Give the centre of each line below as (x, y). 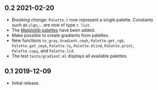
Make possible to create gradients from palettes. (60, 35)
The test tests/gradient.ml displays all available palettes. (69, 56)
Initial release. (26, 83)
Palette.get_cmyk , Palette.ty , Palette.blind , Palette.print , (73, 45)
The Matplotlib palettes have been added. (53, 30)
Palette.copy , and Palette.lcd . (43, 51)
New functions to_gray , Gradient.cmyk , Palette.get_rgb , (68, 40)
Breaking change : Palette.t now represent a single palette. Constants (82, 19)
